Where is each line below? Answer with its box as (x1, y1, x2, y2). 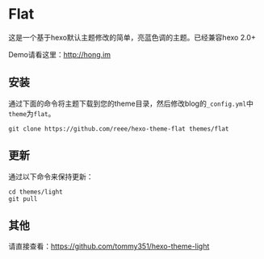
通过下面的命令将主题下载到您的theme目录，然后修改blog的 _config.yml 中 (8, 98, 254, 108)
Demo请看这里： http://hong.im (8, 49, 111, 59)
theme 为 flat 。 (8, 108, 56, 118)
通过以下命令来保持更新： (8, 171, 94, 182)
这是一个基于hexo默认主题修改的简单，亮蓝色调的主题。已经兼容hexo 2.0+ (8, 32, 256, 42)
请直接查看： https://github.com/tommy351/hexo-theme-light (8, 241, 210, 251)
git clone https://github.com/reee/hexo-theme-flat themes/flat (8, 124, 229, 133)
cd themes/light (8, 187, 63, 196)
